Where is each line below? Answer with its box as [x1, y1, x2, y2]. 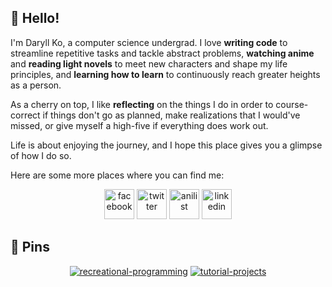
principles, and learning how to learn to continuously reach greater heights [10, 68, 321, 80]
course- [275, 98, 309, 110]
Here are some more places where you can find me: [10, 169, 225, 181]
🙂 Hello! [10, 10, 60, 27]
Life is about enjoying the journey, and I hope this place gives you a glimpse [10, 139, 323, 151]
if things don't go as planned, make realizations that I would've [42, 109, 301, 121]
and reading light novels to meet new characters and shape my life [10, 57, 288, 70]
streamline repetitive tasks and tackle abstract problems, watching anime [10, 47, 315, 59]
